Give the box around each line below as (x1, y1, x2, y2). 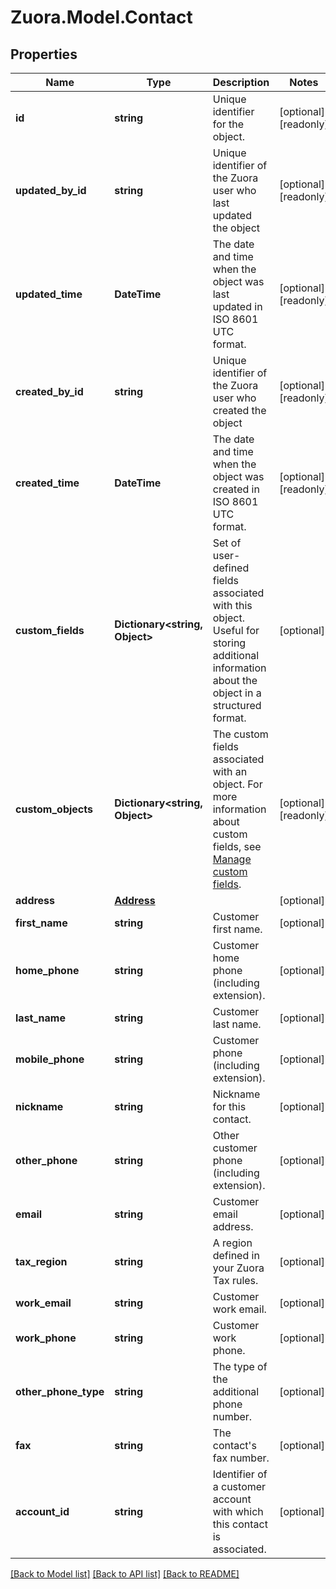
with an (212, 765, 248, 778)
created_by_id (15, 385, 84, 398)
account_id (15, 1505, 70, 1518)
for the (212, 117, 245, 131)
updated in (212, 300, 263, 313)
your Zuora (212, 1261, 265, 1275)
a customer (212, 1480, 267, 1493)
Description (212, 76, 270, 89)
